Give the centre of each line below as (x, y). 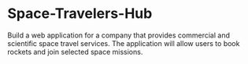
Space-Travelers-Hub (80, 14)
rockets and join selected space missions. (75, 52)
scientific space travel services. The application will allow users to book (124, 43)
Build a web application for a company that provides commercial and (118, 35)
